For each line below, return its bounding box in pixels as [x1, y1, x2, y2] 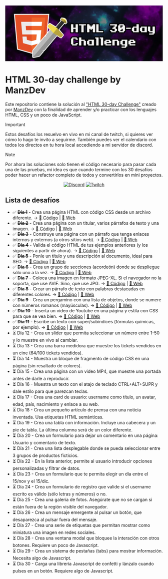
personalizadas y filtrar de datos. [12, 465, 81, 471]
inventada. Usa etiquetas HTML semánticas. [12, 414, 104, 420]
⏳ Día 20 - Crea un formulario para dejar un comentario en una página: [12, 432, 158, 438]
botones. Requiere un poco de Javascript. [12, 542, 99, 548]
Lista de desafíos [5, 196, 60, 204]
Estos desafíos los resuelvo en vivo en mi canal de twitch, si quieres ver [5, 131, 153, 137]
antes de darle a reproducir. [12, 376, 70, 382]
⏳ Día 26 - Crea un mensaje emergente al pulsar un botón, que [12, 509, 142, 515]
